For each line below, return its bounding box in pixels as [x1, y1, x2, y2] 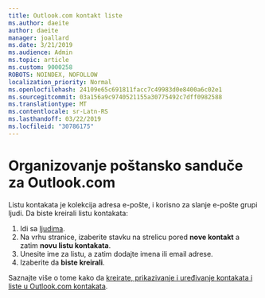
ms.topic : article [8, 56, 69, 64]
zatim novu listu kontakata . [19, 240, 111, 250]
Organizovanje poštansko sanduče [8, 157, 244, 175]
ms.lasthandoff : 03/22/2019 [8, 115, 102, 123]
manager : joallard [8, 33, 69, 42]
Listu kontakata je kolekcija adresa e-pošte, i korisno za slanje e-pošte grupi [8, 199, 258, 209]
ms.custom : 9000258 [8, 64, 73, 72]
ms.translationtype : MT [8, 100, 88, 108]
